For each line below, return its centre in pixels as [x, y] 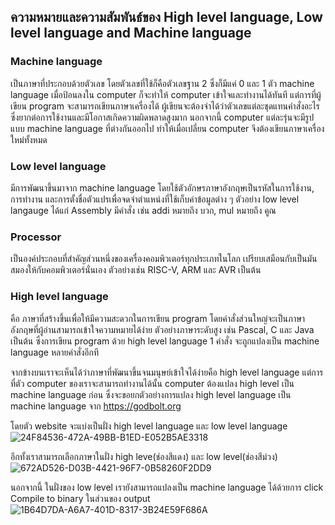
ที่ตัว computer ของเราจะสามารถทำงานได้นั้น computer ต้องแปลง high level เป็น [152, 383]
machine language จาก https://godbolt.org [96, 406]
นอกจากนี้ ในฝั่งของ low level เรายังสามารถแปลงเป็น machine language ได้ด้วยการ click [167, 487]
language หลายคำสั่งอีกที [55, 352]
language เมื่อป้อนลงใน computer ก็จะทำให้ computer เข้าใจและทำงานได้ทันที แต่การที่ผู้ [166, 94]
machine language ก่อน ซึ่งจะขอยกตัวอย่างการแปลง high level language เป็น [151, 394]
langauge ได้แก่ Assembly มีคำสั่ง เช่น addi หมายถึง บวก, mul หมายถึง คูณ [143, 210]
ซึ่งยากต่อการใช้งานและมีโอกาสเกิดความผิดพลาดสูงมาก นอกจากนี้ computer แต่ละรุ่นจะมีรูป [162, 117]
